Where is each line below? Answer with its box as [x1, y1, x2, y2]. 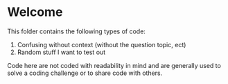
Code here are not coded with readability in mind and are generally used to [7, 61, 222, 69]
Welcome [7, 4, 63, 20]
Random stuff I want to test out [17, 48, 106, 56]
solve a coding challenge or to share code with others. [7, 69, 163, 77]
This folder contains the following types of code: [7, 27, 146, 35]
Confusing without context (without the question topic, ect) [17, 40, 186, 49]
